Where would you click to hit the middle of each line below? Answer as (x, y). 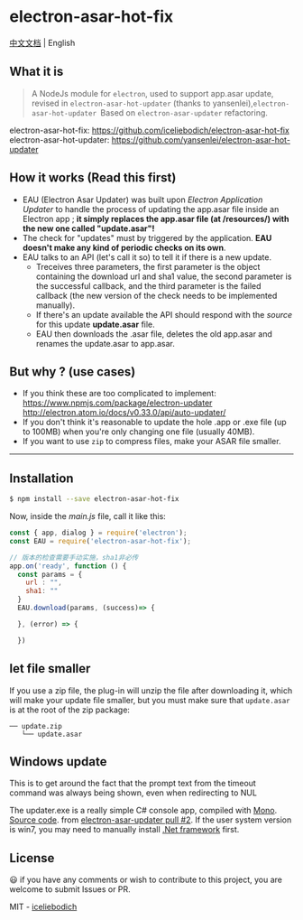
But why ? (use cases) (73, 372)
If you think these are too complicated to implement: (119, 394)
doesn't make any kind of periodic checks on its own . (124, 247)
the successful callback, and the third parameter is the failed (148, 285)
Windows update (58, 762)
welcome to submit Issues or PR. (70, 889)
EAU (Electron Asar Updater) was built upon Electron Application (142, 200)
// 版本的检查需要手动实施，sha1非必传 (74, 557)
